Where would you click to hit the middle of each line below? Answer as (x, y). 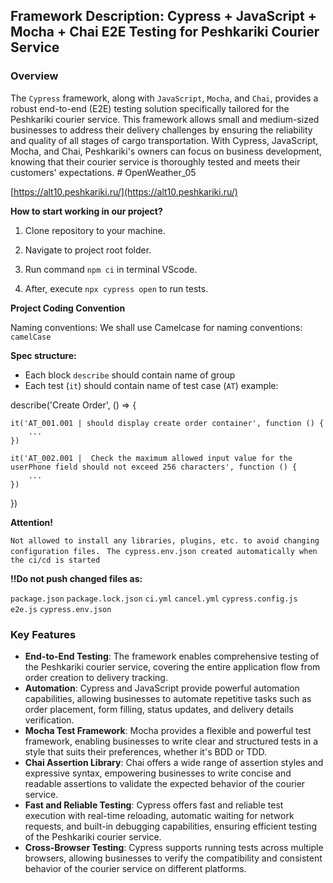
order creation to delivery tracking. (96, 677)
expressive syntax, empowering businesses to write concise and (158, 773)
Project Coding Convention (68, 308)
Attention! (32, 522)
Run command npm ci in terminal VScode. (111, 269)
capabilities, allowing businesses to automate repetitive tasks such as (168, 698)
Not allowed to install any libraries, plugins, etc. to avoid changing (165, 540)
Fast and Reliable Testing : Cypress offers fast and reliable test (154, 805)
